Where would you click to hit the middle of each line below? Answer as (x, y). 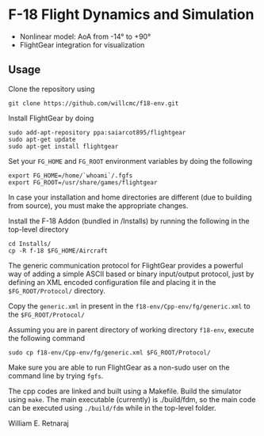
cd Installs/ (30, 244)
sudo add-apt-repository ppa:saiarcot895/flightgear (97, 132)
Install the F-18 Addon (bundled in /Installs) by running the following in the (129, 221)
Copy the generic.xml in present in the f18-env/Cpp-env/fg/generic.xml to (130, 305)
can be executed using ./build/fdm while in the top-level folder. (112, 408)
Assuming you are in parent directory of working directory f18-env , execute (131, 329)
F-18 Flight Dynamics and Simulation (131, 15)
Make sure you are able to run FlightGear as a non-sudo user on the (119, 367)
